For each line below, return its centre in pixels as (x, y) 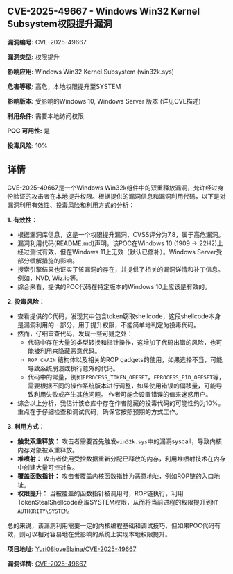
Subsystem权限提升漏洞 (60, 24)
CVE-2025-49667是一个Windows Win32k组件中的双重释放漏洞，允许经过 (113, 188)
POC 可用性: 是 (29, 131)
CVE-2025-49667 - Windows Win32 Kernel (103, 11)
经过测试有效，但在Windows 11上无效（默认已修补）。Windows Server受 (120, 252)
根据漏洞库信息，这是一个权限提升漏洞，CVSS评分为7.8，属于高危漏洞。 (121, 234)
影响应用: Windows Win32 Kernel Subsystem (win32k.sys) (91, 72)
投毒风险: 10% (27, 145)
